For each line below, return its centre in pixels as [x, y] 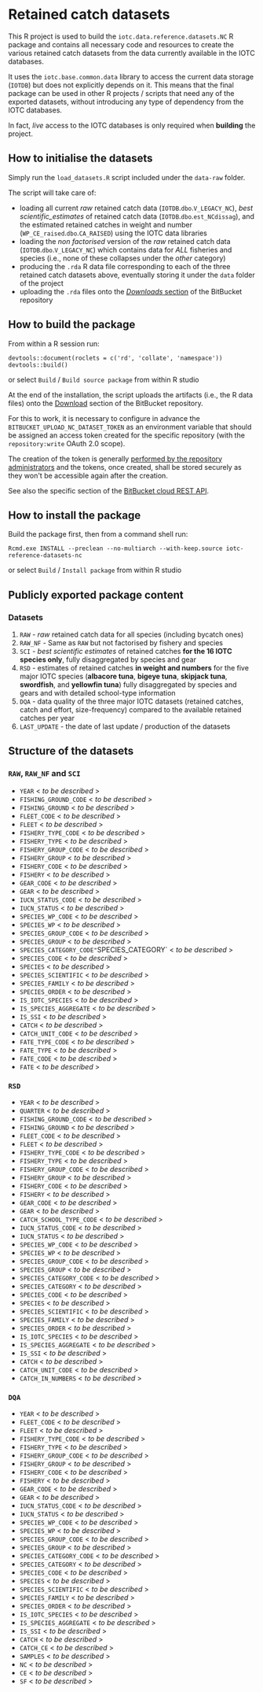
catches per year [47, 719]
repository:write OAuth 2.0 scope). [67, 443]
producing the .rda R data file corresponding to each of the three [125, 266]
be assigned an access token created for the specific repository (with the [127, 435]
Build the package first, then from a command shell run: [98, 534]
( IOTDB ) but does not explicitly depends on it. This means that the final [121, 85]
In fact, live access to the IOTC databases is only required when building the [132, 125]
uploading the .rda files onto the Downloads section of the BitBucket [131, 291]
